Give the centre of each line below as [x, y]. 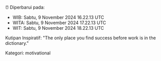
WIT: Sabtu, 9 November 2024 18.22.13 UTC [58, 28]
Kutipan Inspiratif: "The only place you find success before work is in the [80, 38]
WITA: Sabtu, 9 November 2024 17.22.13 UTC [59, 23]
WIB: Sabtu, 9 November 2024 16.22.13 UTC [58, 17]
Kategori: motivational [28, 53]
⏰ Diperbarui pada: [25, 7]
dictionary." [17, 43]
